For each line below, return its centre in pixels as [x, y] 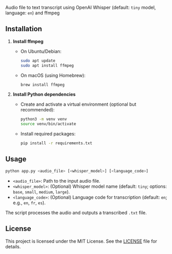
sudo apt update [38, 61]
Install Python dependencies [44, 94]
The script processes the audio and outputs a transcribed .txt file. [76, 212]
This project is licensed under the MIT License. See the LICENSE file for [81, 241]
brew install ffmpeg [42, 85]
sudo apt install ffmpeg [47, 65]
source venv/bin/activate [48, 124]
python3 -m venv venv [44, 119]
